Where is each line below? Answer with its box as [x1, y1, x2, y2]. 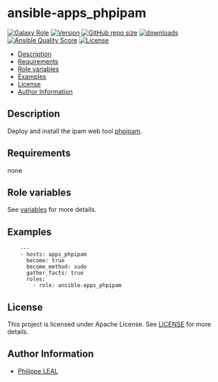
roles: [25, 276, 46, 283]
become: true [25, 257, 65, 264]
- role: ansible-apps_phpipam [33, 282, 122, 289]
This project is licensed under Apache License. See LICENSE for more [7, 320, 212, 328]
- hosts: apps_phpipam [20, 251, 87, 258]
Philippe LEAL [17, 366, 59, 375]
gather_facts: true [25, 269, 84, 277]
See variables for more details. [7, 206, 97, 214]
